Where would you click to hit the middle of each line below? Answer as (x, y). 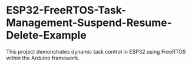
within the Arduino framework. (43, 58)
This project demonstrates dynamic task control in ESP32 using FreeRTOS (96, 51)
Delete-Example (46, 35)
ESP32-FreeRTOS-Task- (66, 10)
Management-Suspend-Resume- (89, 23)
